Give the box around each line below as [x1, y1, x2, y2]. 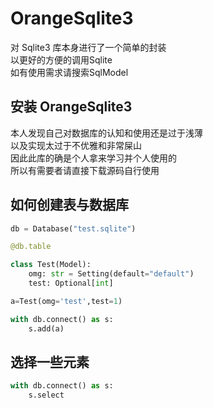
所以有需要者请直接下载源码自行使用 [10, 164, 160, 176]
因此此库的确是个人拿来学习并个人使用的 [10, 152, 177, 164]
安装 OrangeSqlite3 [10, 98, 133, 116]
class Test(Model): [10, 260, 92, 270]
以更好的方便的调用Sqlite [10, 53, 113, 66]
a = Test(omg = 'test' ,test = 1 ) [10, 296, 123, 306]
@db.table [10, 242, 52, 252]
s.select [28, 390, 65, 401]
